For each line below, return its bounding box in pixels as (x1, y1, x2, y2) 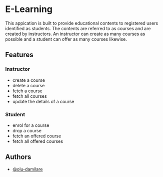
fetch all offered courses (12, 138, 63, 144)
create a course (12, 77, 45, 83)
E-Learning (5, 4, 52, 15)
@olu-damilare (12, 166, 43, 172)
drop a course (12, 127, 41, 133)
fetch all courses (12, 93, 47, 99)
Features (5, 51, 33, 59)
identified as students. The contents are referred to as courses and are (5, 25, 151, 31)
